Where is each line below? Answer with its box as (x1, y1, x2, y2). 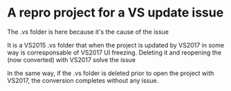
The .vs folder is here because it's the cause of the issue (7, 28, 169, 36)
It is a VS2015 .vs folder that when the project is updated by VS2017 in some (7, 41, 225, 49)
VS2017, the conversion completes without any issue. (7, 76, 159, 84)
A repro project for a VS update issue (7, 5, 224, 21)
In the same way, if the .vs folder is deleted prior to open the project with (7, 69, 214, 77)
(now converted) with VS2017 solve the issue (7, 55, 136, 63)
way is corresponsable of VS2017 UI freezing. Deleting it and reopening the (7, 48, 222, 57)
